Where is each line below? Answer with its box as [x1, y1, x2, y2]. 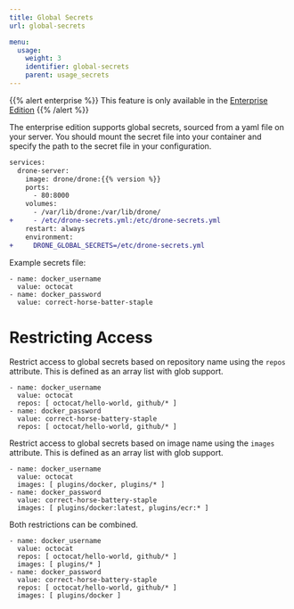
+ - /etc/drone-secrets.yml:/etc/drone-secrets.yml [9, 216, 221, 225]
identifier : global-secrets [25, 62, 129, 71]
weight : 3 [25, 54, 62, 63]
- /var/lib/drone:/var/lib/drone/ [32, 208, 162, 217]
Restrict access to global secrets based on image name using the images [9, 438, 275, 449]
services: [9, 158, 46, 167]
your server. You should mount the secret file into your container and [9, 131, 262, 142]
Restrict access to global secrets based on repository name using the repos [9, 357, 286, 367]
